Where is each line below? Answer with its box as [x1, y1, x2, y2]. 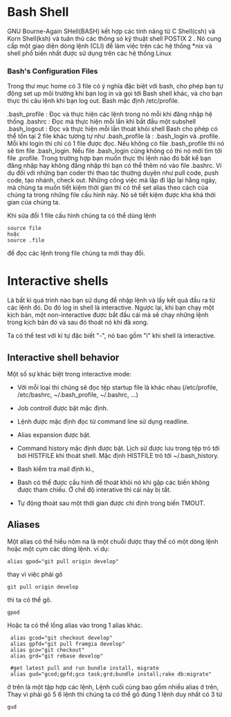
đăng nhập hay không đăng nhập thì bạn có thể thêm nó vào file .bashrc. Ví [7, 162, 222, 170]
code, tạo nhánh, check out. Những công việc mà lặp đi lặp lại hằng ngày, [7, 176, 217, 184]
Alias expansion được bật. [17, 430, 91, 439]
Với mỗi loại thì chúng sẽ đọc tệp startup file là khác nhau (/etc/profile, [17, 383, 218, 391]
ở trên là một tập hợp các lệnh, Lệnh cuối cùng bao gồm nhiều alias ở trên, [7, 682, 219, 691]
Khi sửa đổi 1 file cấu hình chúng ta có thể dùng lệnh [7, 211, 157, 220]
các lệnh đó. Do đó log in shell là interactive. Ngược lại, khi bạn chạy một [7, 303, 214, 312]
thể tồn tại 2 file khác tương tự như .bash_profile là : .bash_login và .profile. [7, 132, 220, 140]
